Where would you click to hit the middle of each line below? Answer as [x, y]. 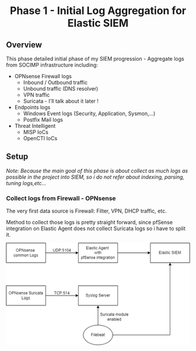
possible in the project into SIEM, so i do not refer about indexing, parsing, [95, 177]
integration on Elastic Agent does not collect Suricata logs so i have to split [96, 228]
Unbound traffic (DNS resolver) [61, 88]
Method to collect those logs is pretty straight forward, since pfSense [90, 223]
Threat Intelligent [35, 126]
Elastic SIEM [98, 23]
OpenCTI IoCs [40, 138]
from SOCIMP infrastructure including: [52, 65]
